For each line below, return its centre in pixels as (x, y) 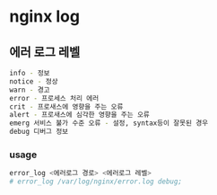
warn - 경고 (30, 90)
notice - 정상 (34, 81)
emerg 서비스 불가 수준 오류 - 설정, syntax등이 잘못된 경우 (109, 123)
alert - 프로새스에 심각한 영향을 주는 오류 (80, 115)
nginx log (45, 17)
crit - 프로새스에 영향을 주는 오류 (66, 106)
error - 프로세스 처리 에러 (54, 98)
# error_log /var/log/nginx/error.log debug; (95, 182)
